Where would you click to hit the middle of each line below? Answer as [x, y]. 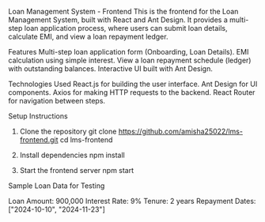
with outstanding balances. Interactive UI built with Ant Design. [111, 69]
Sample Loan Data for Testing [57, 186]
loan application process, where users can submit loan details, [126, 28]
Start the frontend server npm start [77, 170]
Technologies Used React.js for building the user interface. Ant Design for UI [133, 84]
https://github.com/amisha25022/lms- [181, 131]
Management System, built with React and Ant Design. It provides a [118, 20]
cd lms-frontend [86, 140]
